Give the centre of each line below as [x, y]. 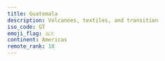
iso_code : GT [26, 27]
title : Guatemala [33, 14]
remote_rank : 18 [31, 46]
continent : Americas [38, 40]
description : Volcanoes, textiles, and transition [83, 20]
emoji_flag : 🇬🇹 [31, 33]
